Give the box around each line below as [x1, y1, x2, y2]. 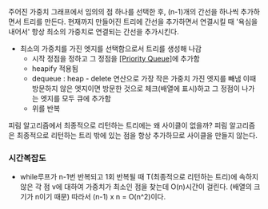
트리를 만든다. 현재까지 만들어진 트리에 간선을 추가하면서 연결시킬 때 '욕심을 [22, 17, 258, 26]
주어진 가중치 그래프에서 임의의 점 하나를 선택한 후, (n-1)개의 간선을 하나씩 [8, 7, 239, 16]
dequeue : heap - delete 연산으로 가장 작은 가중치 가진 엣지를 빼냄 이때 [31, 74, 257, 83]
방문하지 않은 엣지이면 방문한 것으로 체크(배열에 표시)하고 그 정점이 [31, 84, 240, 93]
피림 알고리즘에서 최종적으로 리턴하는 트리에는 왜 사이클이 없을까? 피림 [8, 120, 228, 130]
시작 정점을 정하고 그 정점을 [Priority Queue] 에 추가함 [31, 54, 200, 63]
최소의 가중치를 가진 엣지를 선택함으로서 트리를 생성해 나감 [19, 44, 202, 53]
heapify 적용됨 [31, 64, 78, 73]
